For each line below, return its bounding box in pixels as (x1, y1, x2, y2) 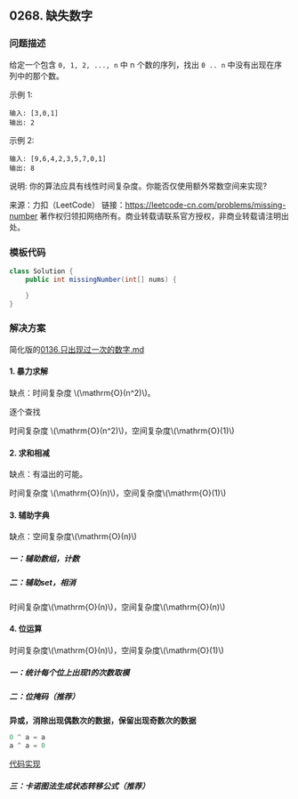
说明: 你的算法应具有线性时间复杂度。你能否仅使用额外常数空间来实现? (9, 181, 268, 191)
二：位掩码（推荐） (9, 690, 80, 701)
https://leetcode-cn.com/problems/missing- (125, 199, 286, 210)
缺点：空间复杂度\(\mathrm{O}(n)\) (9, 531, 138, 542)
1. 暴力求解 (9, 366, 49, 376)
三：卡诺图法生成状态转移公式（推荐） (9, 780, 149, 791)
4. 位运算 (9, 624, 43, 634)
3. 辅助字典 (9, 510, 51, 521)
